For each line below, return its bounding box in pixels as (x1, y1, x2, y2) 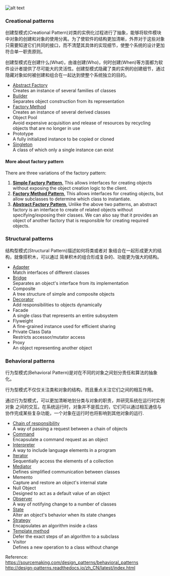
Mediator (12, 463, 32, 470)
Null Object (12, 485, 36, 491)
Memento (12, 474, 33, 480)
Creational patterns (5, 17, 54, 24)
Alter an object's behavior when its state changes (12, 512, 116, 518)
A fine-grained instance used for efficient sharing (12, 323, 116, 329)
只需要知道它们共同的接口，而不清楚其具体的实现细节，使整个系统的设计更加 (5, 42, 165, 48)
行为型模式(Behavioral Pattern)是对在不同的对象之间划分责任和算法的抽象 (5, 370, 158, 376)
